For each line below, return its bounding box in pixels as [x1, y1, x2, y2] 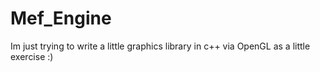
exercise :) [10, 50, 54, 62]
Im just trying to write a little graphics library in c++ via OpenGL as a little [10, 40, 311, 52]
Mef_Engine [10, 7, 112, 30]
